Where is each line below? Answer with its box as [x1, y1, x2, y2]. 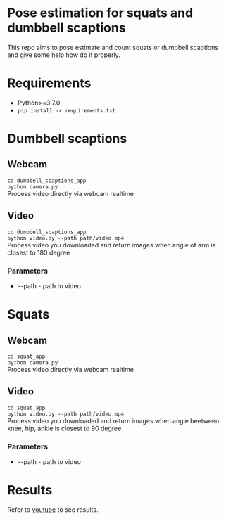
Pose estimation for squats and [7, 5, 194, 21]
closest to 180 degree [7, 248, 70, 257]
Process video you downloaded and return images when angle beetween [7, 416, 220, 425]
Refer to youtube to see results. [7, 506, 99, 514]
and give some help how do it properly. [7, 51, 121, 59]
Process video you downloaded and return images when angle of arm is [7, 240, 216, 249]
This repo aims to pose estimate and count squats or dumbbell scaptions [7, 43, 219, 51]
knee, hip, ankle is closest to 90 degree [7, 424, 122, 432]
